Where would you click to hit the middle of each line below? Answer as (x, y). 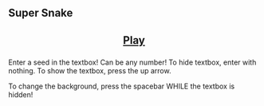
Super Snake (41, 13)
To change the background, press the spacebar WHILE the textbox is (122, 86)
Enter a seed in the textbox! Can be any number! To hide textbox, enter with (132, 62)
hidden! (21, 95)
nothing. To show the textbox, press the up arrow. (90, 71)
